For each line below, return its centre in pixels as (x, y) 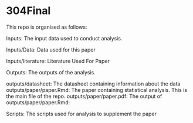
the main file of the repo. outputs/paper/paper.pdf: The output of (84, 96)
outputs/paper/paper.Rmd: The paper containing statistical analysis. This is (97, 90)
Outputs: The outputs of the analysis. (51, 72)
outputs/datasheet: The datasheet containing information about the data (93, 84)
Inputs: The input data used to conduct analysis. (64, 38)
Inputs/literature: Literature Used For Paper (58, 61)
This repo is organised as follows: (47, 27)
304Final (28, 11)
